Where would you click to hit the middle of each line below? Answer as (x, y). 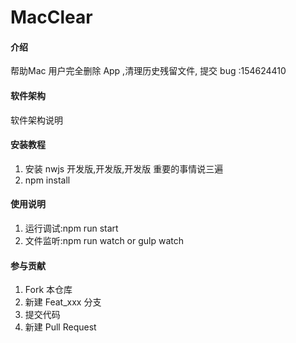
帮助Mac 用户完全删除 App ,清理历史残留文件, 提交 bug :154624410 (148, 71)
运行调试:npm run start (71, 228)
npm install (47, 180)
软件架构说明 (36, 120)
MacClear (51, 17)
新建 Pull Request (60, 327)
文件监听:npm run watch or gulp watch (104, 240)
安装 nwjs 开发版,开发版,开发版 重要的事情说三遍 (124, 168)
